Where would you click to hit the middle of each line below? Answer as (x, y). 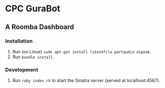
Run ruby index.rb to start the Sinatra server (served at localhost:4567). (86, 81)
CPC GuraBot (33, 9)
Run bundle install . (33, 57)
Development (22, 70)
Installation (19, 41)
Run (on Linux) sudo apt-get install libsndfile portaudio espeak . (82, 51)
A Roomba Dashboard (40, 27)
